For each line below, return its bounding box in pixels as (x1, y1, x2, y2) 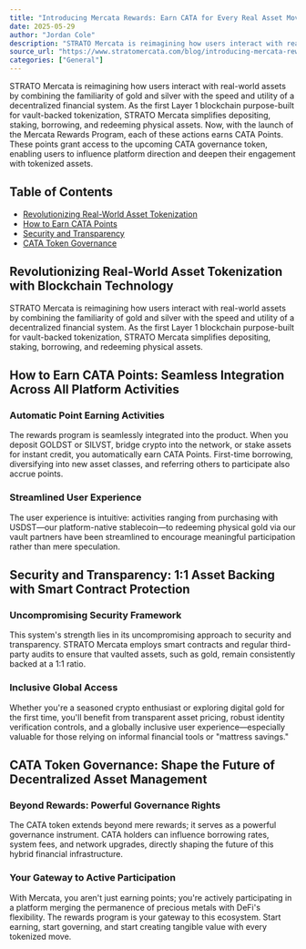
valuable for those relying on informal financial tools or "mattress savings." (9, 730, 290, 742)
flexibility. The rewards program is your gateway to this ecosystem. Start (9, 912, 281, 923)
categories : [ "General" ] (9, 56, 104, 65)
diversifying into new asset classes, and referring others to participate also (9, 459, 291, 470)
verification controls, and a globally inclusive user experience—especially (9, 721, 285, 732)
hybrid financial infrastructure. (9, 849, 124, 860)
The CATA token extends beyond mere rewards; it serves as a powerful (9, 820, 277, 831)
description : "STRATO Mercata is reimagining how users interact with (9, 38, 283, 48)
